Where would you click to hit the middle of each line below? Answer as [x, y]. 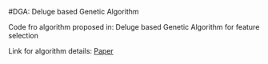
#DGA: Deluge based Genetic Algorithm [74, 12]
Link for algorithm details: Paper [61, 51]
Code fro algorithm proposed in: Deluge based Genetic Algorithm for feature [134, 27]
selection [23, 36]
